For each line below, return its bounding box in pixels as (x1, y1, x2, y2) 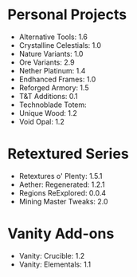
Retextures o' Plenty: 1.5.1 (18, 171, 103, 180)
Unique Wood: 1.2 (18, 108, 77, 117)
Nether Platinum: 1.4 (18, 65, 86, 75)
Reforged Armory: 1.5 (18, 82, 89, 93)
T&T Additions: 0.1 (18, 91, 78, 101)
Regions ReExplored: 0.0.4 (18, 188, 107, 197)
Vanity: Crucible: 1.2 (18, 251, 85, 260)
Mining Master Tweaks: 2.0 (18, 196, 108, 206)
